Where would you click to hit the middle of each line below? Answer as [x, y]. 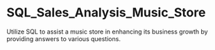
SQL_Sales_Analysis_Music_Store [106, 13]
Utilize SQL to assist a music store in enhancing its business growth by [108, 32]
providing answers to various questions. [63, 38]
